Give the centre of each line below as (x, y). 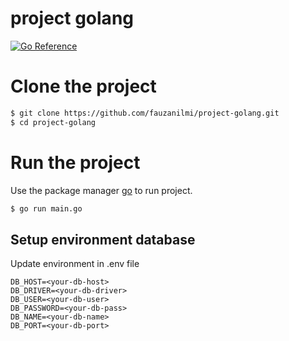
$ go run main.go (46, 208)
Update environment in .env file (75, 264)
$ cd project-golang (53, 122)
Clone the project (83, 86)
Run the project (75, 162)
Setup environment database (103, 239)
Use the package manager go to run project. (101, 190)
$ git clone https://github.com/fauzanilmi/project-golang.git (145, 113)
